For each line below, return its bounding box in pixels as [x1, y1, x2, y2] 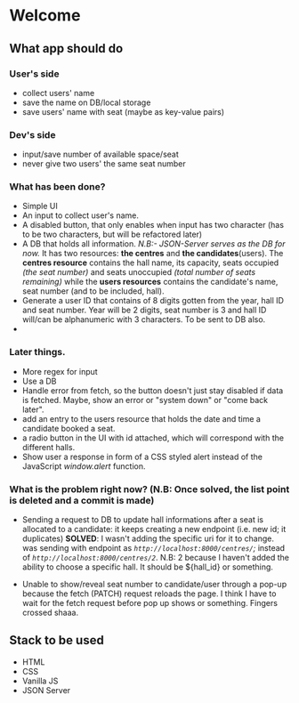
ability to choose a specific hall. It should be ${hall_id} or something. [21, 562, 274, 572]
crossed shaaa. [21, 607, 78, 618]
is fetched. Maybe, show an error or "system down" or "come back [21, 394, 269, 405]
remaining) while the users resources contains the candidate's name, [21, 277, 279, 287]
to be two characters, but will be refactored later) [21, 229, 203, 240]
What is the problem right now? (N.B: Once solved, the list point [9, 482, 290, 495]
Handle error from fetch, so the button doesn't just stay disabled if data [21, 384, 284, 396]
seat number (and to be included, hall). [21, 286, 165, 296]
